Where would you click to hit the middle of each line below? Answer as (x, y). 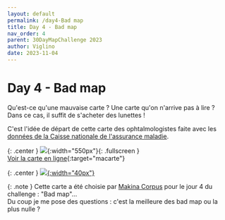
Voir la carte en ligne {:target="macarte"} (66, 158)
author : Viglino (31, 47)
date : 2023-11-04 (33, 54)
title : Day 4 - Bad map (42, 27)
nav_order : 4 (26, 33)
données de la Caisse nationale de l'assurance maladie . (88, 136)
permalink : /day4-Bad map (45, 20)
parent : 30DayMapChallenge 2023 (55, 40)
